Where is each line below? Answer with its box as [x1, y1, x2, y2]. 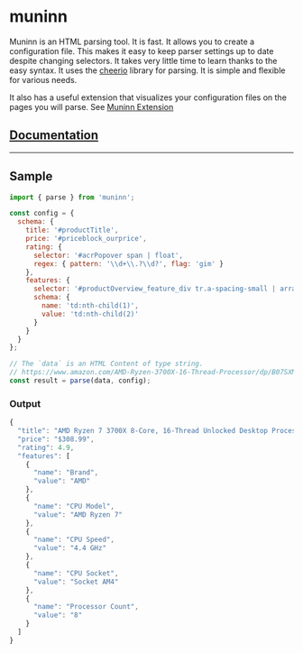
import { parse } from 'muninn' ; [9, 192, 135, 202]
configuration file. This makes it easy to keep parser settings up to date [9, 45, 274, 56]
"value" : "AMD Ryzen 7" [32, 510, 124, 520]
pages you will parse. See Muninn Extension [9, 101, 174, 112]
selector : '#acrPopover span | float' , [32, 251, 183, 260]
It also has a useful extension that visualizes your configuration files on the [9, 92, 287, 103]
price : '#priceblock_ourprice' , [25, 235, 147, 244]
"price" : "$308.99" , [17, 435, 95, 444]
